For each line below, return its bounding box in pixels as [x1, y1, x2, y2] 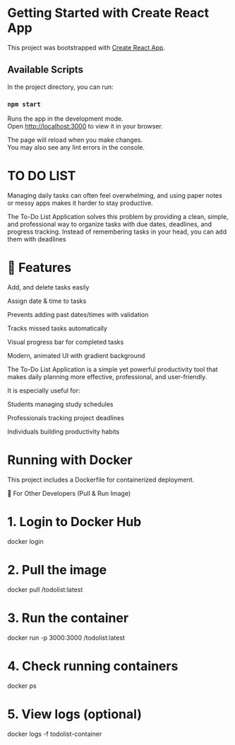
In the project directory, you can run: [7, 83, 114, 91]
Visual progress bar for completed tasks [7, 338, 124, 346]
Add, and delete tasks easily [7, 282, 90, 291]
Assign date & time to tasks [7, 297, 87, 305]
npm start [7, 100, 41, 108]
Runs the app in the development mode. [7, 114, 123, 123]
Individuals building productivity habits [7, 427, 120, 436]
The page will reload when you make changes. [7, 136, 143, 144]
